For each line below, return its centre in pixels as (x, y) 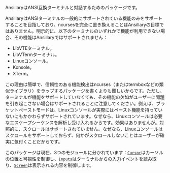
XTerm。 (22, 74)
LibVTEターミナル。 (33, 48)
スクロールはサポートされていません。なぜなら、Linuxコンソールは (93, 129)
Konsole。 (23, 67)
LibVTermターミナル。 (36, 54)
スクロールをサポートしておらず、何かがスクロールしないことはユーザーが (83, 135)
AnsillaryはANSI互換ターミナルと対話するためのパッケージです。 (73, 7)
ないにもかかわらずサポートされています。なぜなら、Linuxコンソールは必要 (84, 116)
